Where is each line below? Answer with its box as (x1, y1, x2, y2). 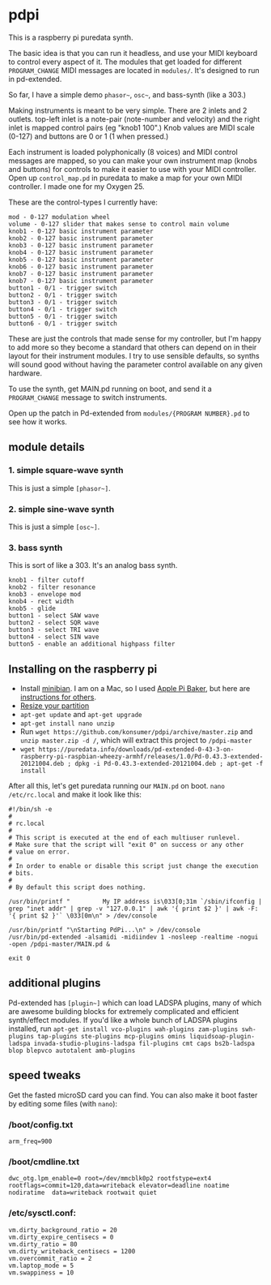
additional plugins (8, 976, 101, 991)
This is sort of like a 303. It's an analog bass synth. (8, 561, 178, 570)
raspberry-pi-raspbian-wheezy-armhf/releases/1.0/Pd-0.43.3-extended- (19, 753, 264, 761)
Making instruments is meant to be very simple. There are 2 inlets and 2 (8, 105, 248, 115)
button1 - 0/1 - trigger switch (8, 284, 117, 292)
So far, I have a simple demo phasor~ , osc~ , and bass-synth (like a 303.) (8, 89, 247, 99)
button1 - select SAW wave (8, 612, 100, 620)
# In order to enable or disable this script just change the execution (8, 862, 259, 870)
